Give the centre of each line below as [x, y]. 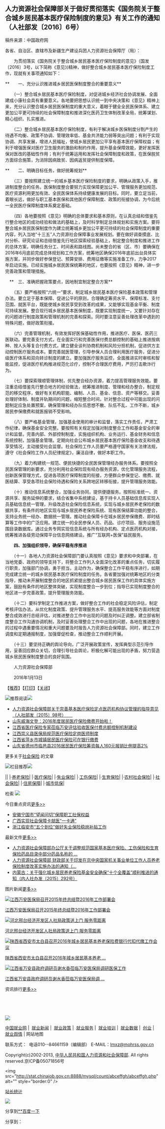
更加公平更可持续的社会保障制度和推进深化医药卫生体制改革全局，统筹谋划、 [82, 113]
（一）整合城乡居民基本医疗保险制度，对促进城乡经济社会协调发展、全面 [86, 94]
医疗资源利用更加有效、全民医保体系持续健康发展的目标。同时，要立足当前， [82, 193]
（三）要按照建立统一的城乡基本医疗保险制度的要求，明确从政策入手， [83, 180]
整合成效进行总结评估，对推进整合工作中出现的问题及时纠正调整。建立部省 [80, 615]
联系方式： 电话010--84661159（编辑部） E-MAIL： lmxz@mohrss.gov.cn [80, 1044]
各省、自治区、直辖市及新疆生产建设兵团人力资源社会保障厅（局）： [73, 50]
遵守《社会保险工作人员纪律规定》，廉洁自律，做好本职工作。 [66, 452]
